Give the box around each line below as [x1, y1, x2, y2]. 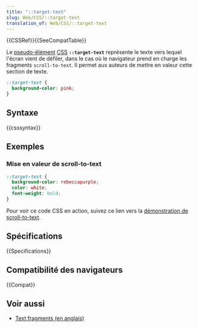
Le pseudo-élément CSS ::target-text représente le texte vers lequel [6, 49, 182, 56]
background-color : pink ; [12, 86, 75, 92]
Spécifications [6, 231, 63, 242]
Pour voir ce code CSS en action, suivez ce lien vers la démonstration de [6, 207, 188, 214]
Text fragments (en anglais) [15, 315, 84, 322]
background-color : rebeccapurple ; [12, 179, 99, 185]
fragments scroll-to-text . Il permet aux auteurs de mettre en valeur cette [6, 61, 193, 69]
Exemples [6, 142, 44, 152]
